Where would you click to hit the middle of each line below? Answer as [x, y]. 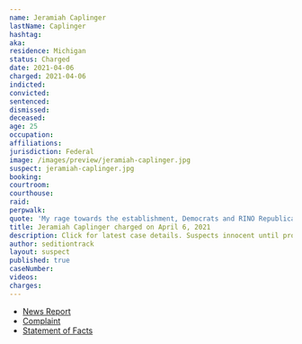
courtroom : [30, 186]
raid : [19, 202]
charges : [26, 285]
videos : [24, 277]
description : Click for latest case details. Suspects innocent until [144, 235]
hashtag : [26, 34]
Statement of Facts [58, 330]
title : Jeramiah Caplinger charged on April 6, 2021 [110, 227]
